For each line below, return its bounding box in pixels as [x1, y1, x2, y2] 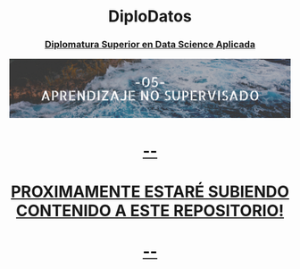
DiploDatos [108, 6, 192, 27]
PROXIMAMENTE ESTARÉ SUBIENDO [10, 181, 290, 202]
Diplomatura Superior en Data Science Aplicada [44, 38, 256, 51]
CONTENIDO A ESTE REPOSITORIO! [16, 201, 284, 221]
